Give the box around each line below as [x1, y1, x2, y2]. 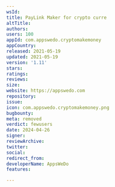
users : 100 [6, 31, 34, 38]
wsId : [6, 8, 20, 15]
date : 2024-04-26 [6, 127, 50, 133]
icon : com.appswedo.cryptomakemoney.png [6, 104, 110, 111]
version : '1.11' [6, 59, 47, 65]
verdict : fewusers [6, 122, 53, 128]
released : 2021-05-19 [6, 48, 61, 54]
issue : [6, 99, 23, 105]
